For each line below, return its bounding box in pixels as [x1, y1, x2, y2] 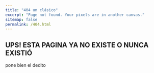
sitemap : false [5, 17, 38, 22]
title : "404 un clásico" [5, 7, 58, 13]
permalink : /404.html [5, 21, 52, 27]
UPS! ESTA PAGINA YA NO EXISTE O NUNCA [5, 40, 149, 49]
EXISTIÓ [5, 48, 32, 57]
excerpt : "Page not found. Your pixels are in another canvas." [5, 12, 145, 17]
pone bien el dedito [5, 62, 46, 68]
